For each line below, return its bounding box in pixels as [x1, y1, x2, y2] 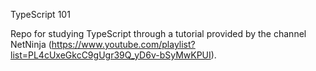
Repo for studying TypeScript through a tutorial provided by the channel [10, 28, 307, 39]
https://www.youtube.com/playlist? [51, 39, 196, 50]
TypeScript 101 [10, 9, 71, 20]
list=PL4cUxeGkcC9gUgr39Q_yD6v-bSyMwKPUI [10, 49, 212, 61]
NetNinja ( [10, 39, 52, 50]
